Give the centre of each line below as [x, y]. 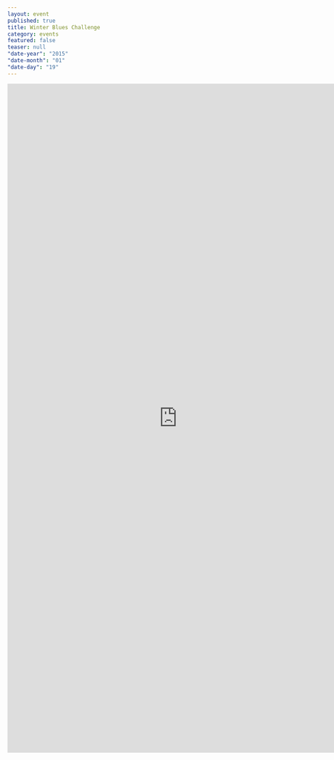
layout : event [29, 14]
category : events [33, 34]
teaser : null [27, 47]
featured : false [31, 41]
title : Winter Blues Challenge [54, 27]
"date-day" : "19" [33, 67]
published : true [31, 21]
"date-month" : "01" [36, 61]
